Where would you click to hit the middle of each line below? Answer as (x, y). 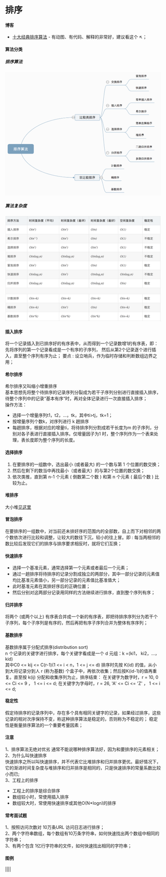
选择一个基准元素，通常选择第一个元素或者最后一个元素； (71, 568)
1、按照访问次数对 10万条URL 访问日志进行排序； (55, 828)
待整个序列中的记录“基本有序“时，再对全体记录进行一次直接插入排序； (76, 398)
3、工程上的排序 (22, 780)
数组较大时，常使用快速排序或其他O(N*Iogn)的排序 (64, 803)
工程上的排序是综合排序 (36, 791)
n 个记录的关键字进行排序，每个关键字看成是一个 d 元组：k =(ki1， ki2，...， (82, 653)
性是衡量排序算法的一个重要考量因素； (44, 725)
